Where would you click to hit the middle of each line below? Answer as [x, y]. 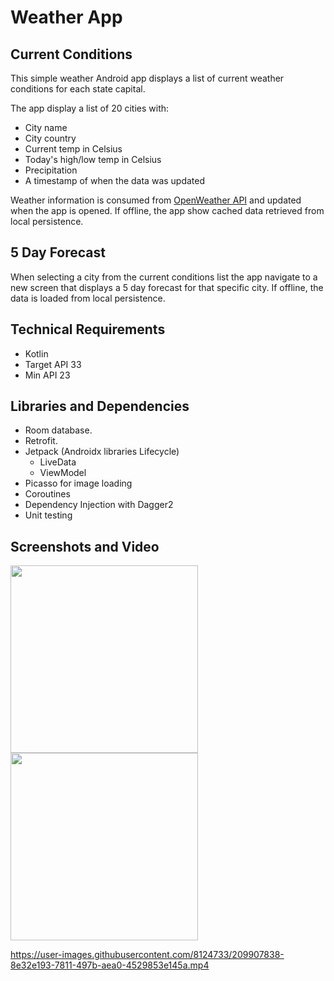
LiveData [58, 462]
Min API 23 [47, 375]
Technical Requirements [88, 329]
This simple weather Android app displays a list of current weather [147, 78]
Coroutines [47, 494]
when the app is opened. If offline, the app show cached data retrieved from [167, 210]
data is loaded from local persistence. [88, 298]
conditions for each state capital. [78, 89]
